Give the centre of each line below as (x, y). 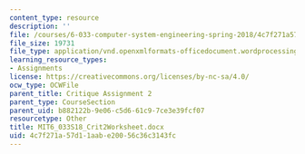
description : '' (40, 26)
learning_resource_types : (58, 60)
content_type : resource (54, 18)
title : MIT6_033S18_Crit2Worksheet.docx (87, 128)
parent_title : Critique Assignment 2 (81, 93)
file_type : (30, 52)
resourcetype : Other (49, 119)
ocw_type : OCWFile (44, 85)
